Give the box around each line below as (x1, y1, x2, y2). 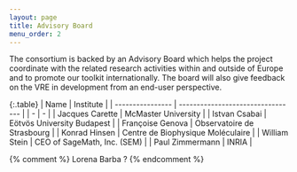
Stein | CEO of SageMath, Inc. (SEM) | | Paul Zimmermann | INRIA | (9, 137, 253, 147)
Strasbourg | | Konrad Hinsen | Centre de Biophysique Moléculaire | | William (9, 128, 289, 138)
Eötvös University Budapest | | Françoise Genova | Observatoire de (9, 118, 254, 129)
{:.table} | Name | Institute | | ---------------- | (9, 99, 177, 110)
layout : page (9, 12, 58, 22)
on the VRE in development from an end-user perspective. (9, 82, 223, 93)
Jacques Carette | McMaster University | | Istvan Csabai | (57, 108, 268, 120)
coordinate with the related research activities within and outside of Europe (9, 63, 284, 74)
